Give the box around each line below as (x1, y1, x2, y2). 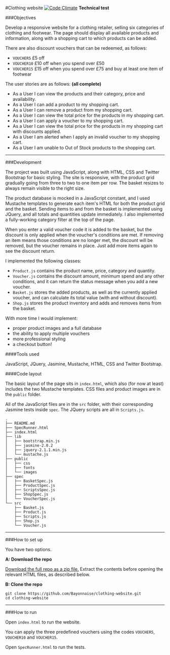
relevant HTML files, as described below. (5, 571, 91, 577)
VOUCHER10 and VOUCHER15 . (5, 634, 58, 640)
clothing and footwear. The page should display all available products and (5, 30, 159, 36)
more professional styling (12, 336, 66, 342)
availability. (12, 96, 36, 102)
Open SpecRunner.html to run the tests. (5, 644, 86, 650)
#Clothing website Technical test (5, 5, 110, 11)
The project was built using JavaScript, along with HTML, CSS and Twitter (5, 169, 159, 175)
